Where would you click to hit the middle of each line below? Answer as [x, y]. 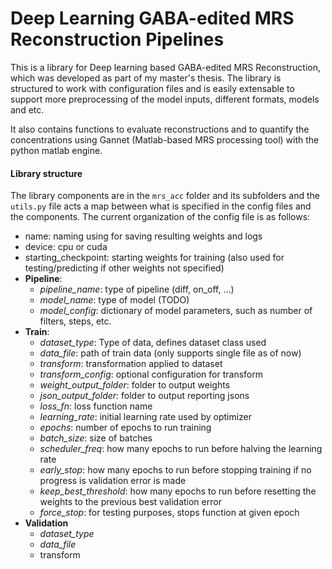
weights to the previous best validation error [130, 502]
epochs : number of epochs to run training [125, 428]
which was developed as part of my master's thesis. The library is [146, 78]
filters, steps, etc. [75, 321]
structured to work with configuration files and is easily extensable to [152, 88]
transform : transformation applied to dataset [131, 364]
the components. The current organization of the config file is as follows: [160, 217]
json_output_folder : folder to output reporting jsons [144, 396]
